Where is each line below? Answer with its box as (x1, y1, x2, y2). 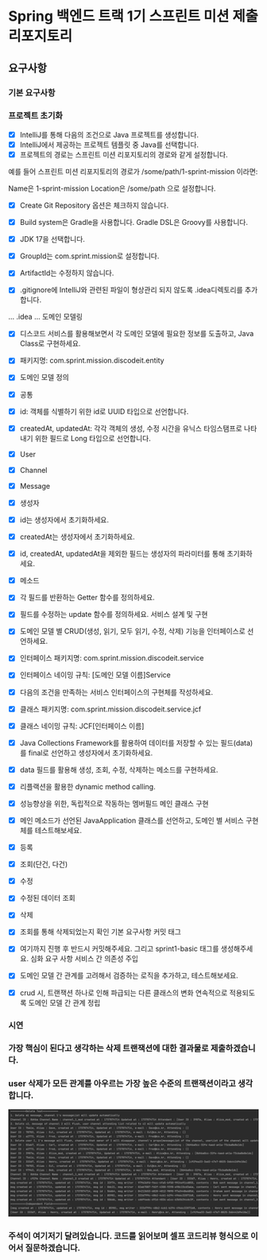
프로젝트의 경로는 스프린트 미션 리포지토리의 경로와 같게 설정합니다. (19, 149, 228, 159)
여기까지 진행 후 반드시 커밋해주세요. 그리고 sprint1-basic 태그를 (19, 944, 219, 954)
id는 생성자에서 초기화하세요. (19, 514, 110, 525)
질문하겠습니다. (25, 1243, 81, 1254)
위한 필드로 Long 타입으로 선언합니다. (34, 433, 151, 443)
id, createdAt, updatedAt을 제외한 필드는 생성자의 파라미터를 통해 (19, 549, 225, 559)
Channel (19, 465, 48, 475)
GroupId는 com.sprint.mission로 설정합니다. (19, 251, 160, 261)
